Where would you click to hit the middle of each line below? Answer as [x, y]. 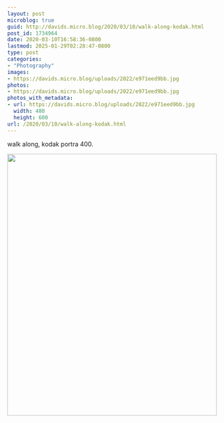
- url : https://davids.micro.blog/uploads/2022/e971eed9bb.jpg [101, 105]
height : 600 [31, 117]
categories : [24, 59]
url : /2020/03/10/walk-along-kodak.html [67, 124]
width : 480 [29, 111]
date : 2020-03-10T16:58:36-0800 [54, 40]
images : [18, 72]
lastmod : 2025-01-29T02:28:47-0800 [59, 46]
